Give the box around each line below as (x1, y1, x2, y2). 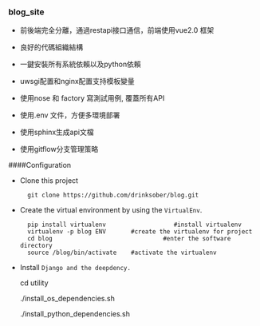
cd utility (19, 278, 49, 288)
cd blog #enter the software (27, 235, 231, 243)
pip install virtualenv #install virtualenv (27, 221, 242, 229)
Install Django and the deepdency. (19, 263, 132, 272)
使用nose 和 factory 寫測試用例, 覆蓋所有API (19, 93, 165, 103)
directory (19, 242, 53, 250)
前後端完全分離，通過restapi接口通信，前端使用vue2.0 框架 (19, 26, 215, 35)
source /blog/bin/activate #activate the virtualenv (27, 248, 217, 257)
